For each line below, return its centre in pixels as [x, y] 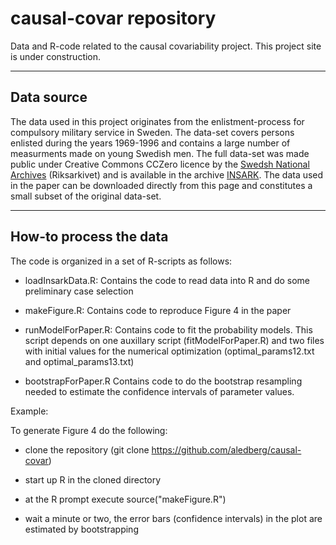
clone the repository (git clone [87, 449]
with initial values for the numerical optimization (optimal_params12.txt [169, 351]
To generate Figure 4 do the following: [89, 430]
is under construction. [56, 56]
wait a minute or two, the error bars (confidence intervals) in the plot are [173, 518]
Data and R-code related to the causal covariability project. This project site [166, 46]
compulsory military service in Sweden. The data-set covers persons [152, 132]
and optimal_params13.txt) [79, 361]
